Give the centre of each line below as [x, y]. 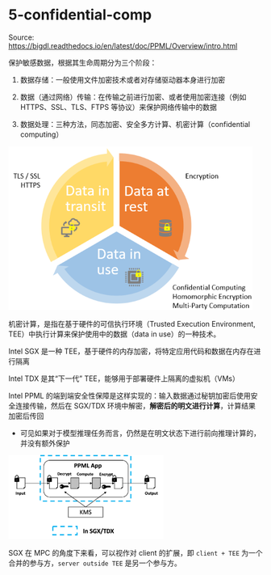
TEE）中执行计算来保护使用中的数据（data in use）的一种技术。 [115, 334]
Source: [21, 37]
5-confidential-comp [80, 15]
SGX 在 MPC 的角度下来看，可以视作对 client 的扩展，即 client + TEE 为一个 [135, 552]
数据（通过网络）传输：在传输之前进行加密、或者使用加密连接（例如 [133, 97]
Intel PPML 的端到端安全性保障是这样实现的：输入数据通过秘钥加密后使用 [130, 395]
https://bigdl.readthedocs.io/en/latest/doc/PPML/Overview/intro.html [123, 45]
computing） [42, 134]
